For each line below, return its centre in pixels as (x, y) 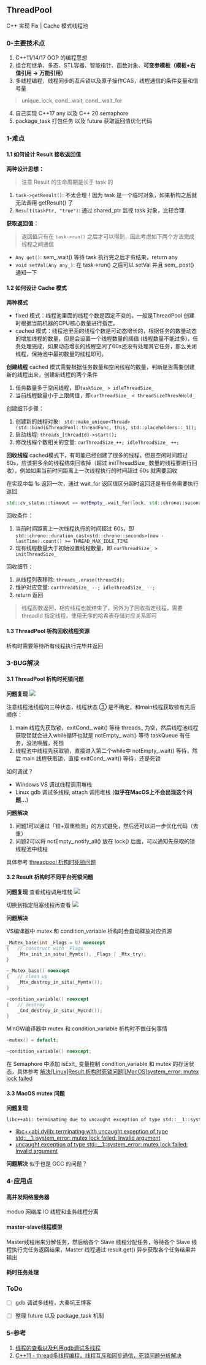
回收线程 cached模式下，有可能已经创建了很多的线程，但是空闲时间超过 (97, 455)
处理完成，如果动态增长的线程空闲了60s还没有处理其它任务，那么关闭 (109, 346)
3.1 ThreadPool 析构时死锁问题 (45, 679)
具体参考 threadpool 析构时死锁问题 (51, 861)
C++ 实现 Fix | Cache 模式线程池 (47, 25)
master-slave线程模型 (34, 1227)
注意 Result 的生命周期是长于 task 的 (67, 182)
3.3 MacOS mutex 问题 (36, 1093)
